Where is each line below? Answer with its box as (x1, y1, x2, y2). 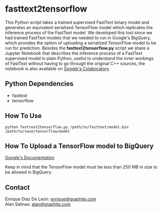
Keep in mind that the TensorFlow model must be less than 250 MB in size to (5, 164, 158, 170)
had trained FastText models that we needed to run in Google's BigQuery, (5, 35, 151, 41)
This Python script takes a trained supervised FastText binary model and (5, 19, 149, 25)
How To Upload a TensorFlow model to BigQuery (5, 142, 154, 150)
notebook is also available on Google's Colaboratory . (5, 65, 110, 71)
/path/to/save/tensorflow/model (5, 129, 70, 134)
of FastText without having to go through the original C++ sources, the (5, 61, 145, 66)
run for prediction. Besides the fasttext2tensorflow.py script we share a (5, 45, 149, 51)
